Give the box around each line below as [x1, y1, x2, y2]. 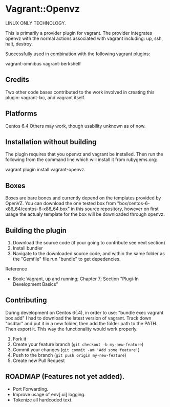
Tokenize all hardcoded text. [12, 397, 73, 403]
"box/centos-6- [117, 200, 150, 207]
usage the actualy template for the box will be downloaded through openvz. [5, 211, 165, 217]
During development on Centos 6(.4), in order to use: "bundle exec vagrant [5, 309, 164, 315]
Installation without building [5, 138, 97, 146]
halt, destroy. [5, 40, 33, 47]
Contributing [5, 296, 47, 305]
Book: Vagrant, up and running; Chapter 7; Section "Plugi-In [12, 276, 139, 282]
